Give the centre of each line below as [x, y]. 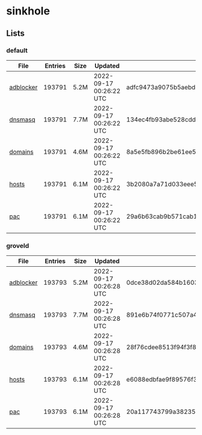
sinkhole [28, 11]
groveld [18, 246]
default [17, 50]
